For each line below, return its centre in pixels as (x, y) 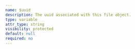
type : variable (21, 19)
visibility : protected (29, 29)
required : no (19, 39)
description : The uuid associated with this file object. (68, 15)
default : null (20, 34)
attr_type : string (25, 24)
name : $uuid (18, 10)
